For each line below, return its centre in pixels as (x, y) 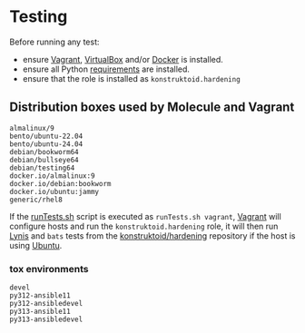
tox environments (49, 269)
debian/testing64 (42, 168)
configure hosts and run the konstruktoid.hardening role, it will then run (144, 226)
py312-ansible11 (40, 296)
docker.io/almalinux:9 (52, 176)
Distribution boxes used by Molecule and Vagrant (152, 108)
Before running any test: (54, 42)
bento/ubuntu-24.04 (46, 144)
